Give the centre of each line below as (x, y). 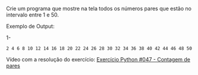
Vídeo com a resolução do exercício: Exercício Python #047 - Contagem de (98, 59)
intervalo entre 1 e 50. (33, 15)
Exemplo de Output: (31, 26)
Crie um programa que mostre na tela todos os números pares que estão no (99, 9)
